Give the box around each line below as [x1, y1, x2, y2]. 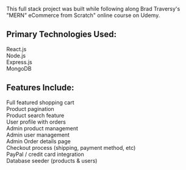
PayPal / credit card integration [6, 151, 84, 158]
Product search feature [6, 112, 65, 119]
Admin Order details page [6, 137, 71, 145]
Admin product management [6, 124, 78, 132]
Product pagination [6, 105, 55, 112]
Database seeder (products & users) [6, 157, 98, 164]
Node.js [6, 52, 26, 59]
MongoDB [6, 65, 32, 72]
